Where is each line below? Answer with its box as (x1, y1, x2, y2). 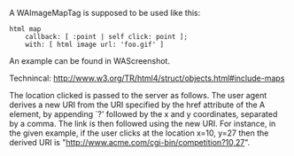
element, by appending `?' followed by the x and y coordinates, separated (9, 109, 278, 119)
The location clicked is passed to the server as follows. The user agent (9, 90, 267, 100)
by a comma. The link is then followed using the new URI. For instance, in (9, 119, 276, 129)
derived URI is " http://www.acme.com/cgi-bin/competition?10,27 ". (9, 137, 251, 147)
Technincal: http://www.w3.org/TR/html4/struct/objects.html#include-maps (9, 73, 285, 83)
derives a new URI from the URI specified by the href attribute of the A (9, 99, 266, 110)
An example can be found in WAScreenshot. (9, 56, 171, 66)
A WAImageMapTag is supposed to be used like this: (9, 8, 201, 18)
